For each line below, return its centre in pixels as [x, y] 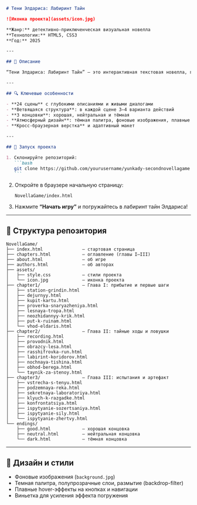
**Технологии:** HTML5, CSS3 [42, 35]
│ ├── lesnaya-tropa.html [40, 311]
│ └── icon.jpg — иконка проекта [65, 280]
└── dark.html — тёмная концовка [72, 439]
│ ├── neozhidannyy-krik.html [45, 316]
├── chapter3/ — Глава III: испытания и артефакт [87, 378]
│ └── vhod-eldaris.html [39, 326]
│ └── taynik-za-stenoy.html [44, 372]
